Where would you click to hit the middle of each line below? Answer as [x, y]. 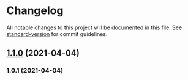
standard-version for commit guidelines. [57, 34]
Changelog [35, 11]
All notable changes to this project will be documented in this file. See [94, 27]
